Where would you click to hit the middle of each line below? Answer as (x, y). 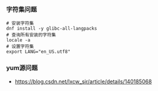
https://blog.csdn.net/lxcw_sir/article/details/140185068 (83, 81)
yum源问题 (22, 68)
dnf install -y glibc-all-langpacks (52, 29)
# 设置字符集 (20, 47)
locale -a (18, 40)
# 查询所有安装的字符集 (31, 35)
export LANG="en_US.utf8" (38, 52)
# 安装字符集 (20, 23)
